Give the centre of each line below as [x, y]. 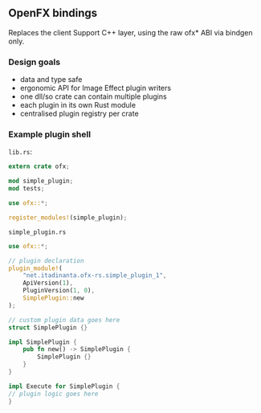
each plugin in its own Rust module [78, 105]
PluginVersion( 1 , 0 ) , [59, 291]
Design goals [35, 62]
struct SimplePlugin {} [48, 327]
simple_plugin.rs [37, 232]
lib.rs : [20, 152]
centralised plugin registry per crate [79, 114]
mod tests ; [27, 189]
